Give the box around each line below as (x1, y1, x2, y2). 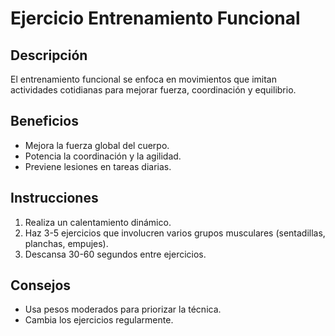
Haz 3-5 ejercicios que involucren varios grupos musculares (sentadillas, (24, 227, 326, 239)
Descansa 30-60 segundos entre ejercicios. (24, 248, 207, 260)
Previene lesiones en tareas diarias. (24, 160, 172, 172)
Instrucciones (10, 190, 99, 207)
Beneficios (10, 113, 79, 130)
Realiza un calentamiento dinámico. (24, 216, 172, 228)
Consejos (10, 277, 72, 294)
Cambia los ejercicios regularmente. (24, 314, 174, 326)
